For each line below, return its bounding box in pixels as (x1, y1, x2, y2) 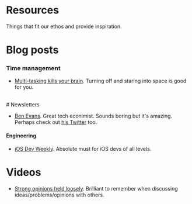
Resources (6, 4, 60, 17)
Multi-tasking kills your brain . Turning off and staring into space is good (14, 77, 187, 85)
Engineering (6, 132, 37, 139)
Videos (6, 165, 41, 179)
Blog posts (6, 43, 59, 57)
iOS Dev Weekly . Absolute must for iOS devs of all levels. (14, 145, 152, 152)
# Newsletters (6, 101, 40, 108)
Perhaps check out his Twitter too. (14, 119, 97, 126)
